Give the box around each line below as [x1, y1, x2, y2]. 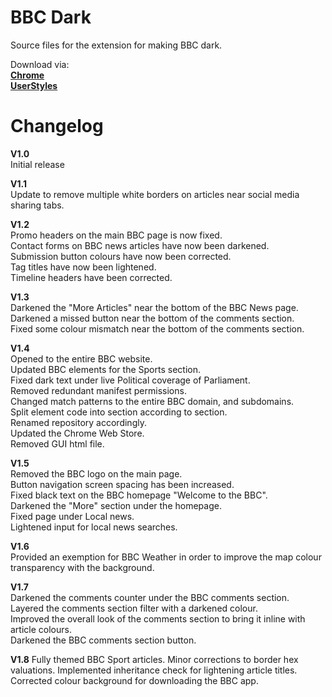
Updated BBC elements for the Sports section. [10, 363, 201, 375]
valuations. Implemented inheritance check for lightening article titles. [10, 664, 298, 676]
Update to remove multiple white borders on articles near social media [10, 188, 300, 200]
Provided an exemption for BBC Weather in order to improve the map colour [10, 551, 322, 563]
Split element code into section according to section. [10, 406, 228, 418]
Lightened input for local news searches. [10, 521, 178, 533]
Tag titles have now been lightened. [10, 261, 157, 273]
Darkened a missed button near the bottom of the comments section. [10, 312, 295, 324]
